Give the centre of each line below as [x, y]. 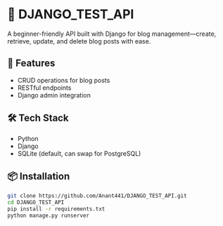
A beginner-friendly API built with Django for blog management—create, [112, 34]
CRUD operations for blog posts [64, 80]
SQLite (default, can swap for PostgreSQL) [79, 153]
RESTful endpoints [44, 88]
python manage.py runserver [49, 215]
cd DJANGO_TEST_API [36, 203]
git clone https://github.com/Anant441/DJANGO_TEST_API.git [97, 196]
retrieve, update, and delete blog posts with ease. [79, 41]
